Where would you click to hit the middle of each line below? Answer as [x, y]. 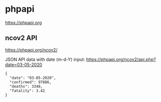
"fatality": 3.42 [27, 91]
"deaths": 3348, [26, 86]
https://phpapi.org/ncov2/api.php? [121, 59]
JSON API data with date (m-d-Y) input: [45, 59]
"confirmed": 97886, [31, 82]
